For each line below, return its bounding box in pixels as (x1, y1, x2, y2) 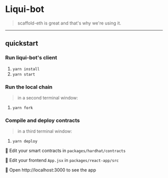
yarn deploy (12, 139, 37, 144)
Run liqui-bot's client (5, 54, 57, 61)
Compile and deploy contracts (5, 116, 80, 123)
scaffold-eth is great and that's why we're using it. (17, 20, 121, 26)
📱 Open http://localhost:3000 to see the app (5, 167, 96, 173)
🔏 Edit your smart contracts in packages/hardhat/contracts (5, 147, 126, 153)
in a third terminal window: (17, 128, 72, 134)
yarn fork (12, 105, 33, 110)
